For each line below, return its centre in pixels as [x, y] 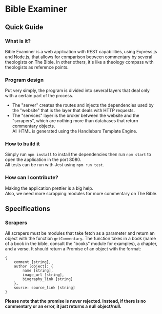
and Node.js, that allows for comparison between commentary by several [79, 57]
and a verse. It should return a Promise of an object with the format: [73, 249]
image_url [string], [43, 275]
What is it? [18, 41]
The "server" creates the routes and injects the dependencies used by [83, 105]
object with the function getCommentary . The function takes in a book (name [81, 239]
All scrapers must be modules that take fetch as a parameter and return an [80, 233]
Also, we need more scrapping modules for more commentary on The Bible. [81, 193]
